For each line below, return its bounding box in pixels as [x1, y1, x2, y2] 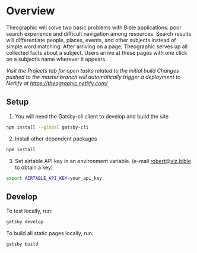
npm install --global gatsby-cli [6, 124, 89, 130]
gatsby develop [6, 219, 44, 225]
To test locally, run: [6, 207, 53, 215]
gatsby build [6, 241, 39, 248]
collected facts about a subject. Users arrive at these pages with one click [6, 49, 188, 56]
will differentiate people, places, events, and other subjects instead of [6, 36, 176, 43]
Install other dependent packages [14, 135, 97, 142]
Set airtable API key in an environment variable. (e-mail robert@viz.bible [14, 157, 191, 164]
